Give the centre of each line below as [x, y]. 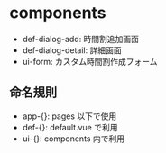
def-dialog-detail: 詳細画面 [72, 50]
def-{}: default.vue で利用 [70, 127]
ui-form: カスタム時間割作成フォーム [90, 61]
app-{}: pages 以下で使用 [69, 116]
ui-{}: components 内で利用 [73, 139]
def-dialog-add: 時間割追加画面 [81, 39]
